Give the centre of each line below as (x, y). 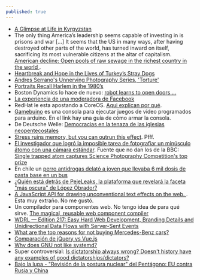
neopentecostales (37, 130)
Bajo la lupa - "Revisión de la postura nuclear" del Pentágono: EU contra (103, 264)
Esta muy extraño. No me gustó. (54, 200)
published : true (26, 12)
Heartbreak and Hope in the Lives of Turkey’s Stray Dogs (84, 73)
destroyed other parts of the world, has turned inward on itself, (92, 48)
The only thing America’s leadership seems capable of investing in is (99, 35)
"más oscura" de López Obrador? (56, 188)
